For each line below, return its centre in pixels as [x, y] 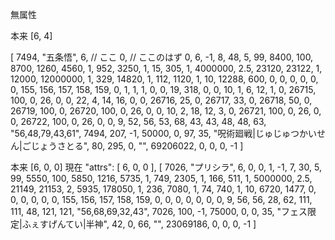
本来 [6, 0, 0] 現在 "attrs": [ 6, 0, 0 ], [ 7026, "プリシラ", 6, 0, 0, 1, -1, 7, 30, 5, [166, 167]
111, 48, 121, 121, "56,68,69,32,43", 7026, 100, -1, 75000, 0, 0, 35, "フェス [159, 211]
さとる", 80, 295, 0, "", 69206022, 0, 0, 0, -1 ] [150, 146]
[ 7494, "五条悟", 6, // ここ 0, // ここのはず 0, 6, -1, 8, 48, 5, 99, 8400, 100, [162, 57]
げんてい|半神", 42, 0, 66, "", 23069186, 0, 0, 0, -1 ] [152, 224]
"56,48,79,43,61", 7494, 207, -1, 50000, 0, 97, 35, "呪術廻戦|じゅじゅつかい [163, 133]
